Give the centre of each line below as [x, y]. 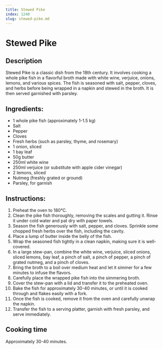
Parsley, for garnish [32, 183]
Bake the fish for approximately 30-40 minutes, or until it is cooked [80, 288]
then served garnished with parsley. [42, 93]
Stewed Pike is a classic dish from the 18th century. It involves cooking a [79, 73]
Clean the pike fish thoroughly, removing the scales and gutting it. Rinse [85, 215]
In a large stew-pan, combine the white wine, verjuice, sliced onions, [82, 252]
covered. [22, 247]
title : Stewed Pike [25, 10]
